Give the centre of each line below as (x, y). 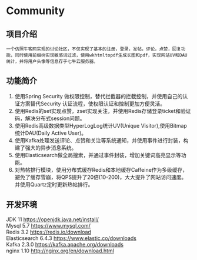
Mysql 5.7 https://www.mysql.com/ (49, 225)
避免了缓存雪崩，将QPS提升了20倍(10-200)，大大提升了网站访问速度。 (101, 177)
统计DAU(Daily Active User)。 (51, 133)
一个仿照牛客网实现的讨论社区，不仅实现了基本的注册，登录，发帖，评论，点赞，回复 (94, 49)
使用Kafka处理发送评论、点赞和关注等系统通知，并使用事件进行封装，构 (101, 140)
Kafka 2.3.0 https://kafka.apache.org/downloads (65, 244)
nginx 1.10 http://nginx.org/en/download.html (60, 251)
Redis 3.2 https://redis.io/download (49, 232)
